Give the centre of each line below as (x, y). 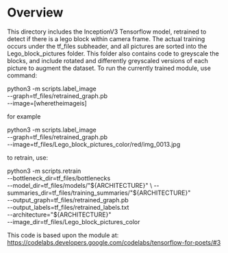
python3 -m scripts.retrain (44, 171)
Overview (35, 13)
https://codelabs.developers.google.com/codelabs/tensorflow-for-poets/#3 (114, 242)
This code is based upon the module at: (63, 235)
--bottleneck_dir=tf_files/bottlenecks (59, 178)
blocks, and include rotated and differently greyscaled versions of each (108, 60)
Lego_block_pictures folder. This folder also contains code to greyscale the (113, 53)
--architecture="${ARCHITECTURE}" (59, 215)
